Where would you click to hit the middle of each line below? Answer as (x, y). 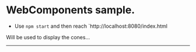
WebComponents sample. (71, 10)
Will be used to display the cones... (48, 37)
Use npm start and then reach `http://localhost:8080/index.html (91, 26)
